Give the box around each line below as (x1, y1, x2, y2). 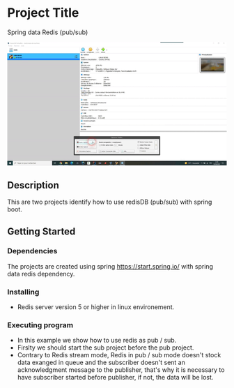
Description (7, 179, 59, 191)
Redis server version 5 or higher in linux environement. (17, 303, 175, 311)
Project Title (7, 5, 79, 21)
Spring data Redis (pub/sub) (7, 28, 88, 36)
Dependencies (7, 246, 58, 256)
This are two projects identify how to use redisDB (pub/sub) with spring (7, 197, 212, 207)
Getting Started (7, 225, 76, 237)
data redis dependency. (7, 269, 75, 278)
